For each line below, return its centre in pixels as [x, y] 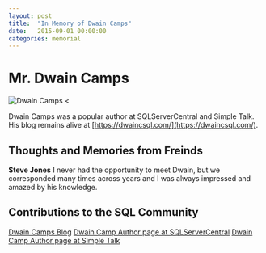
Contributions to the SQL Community [103, 212]
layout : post [30, 16]
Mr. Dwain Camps [69, 78]
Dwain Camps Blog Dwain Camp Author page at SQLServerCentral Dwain [131, 232]
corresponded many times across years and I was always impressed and [130, 178]
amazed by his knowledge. [53, 187]
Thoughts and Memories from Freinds [106, 150]
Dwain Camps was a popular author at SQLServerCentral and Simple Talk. [131, 116]
